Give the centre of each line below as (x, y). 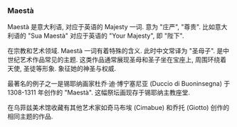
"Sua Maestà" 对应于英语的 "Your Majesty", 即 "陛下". (106, 36)
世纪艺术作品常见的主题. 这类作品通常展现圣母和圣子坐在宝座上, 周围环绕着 (117, 60)
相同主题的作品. (30, 116)
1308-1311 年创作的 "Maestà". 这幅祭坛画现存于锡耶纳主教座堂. (99, 93)
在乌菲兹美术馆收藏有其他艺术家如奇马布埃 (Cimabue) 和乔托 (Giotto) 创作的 (118, 108)
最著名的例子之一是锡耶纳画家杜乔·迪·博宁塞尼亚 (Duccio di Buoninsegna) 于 (119, 84)
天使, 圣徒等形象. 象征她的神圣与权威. (62, 69)
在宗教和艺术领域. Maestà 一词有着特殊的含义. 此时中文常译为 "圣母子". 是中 (118, 51)
